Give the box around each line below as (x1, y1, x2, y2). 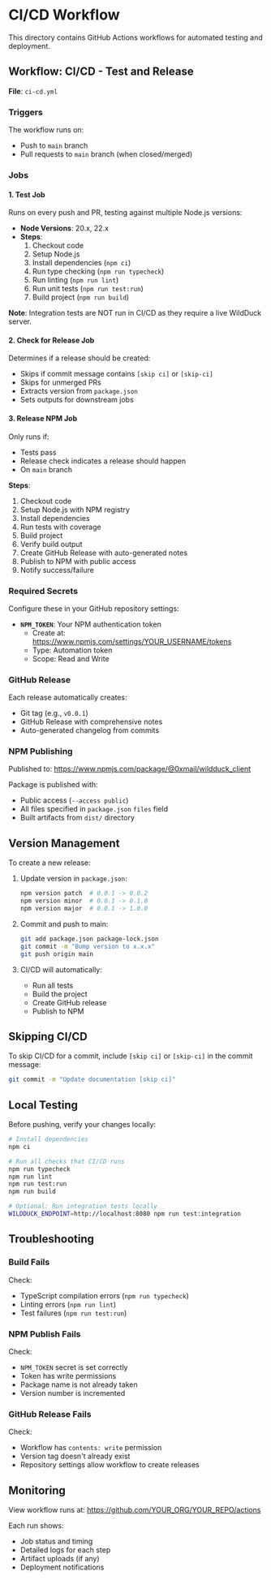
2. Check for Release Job (8, 335, 95, 345)
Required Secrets (8, 585, 79, 596)
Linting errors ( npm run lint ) (19, 1299, 116, 1309)
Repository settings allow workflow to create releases (19, 1460, 200, 1470)
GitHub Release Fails (8, 1408, 92, 1419)
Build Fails (8, 1256, 50, 1268)
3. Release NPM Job (8, 413, 78, 423)
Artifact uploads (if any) (19, 1554, 100, 1563)
